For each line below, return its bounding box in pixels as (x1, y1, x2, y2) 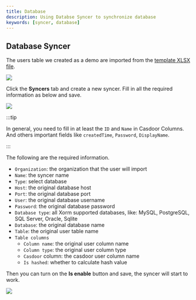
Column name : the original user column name (23, 240, 129, 247)
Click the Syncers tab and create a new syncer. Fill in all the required (6, 86, 173, 93)
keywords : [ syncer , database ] (6, 19, 80, 25)
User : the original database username (14, 197, 105, 204)
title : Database (6, 8, 46, 15)
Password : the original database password (14, 203, 116, 210)
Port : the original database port (14, 190, 91, 197)
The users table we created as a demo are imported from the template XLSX (6, 57, 191, 64)
